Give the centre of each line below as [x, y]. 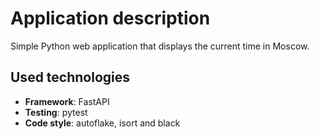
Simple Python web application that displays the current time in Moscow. [160, 46]
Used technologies [70, 77]
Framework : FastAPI [67, 101]
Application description [110, 18]
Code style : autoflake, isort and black [102, 123]
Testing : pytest [56, 112]
